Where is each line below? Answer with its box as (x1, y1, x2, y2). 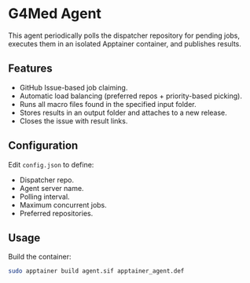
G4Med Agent (8, 5, 102, 23)
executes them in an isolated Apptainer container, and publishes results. (8, 39, 242, 48)
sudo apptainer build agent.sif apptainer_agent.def (8, 267, 185, 275)
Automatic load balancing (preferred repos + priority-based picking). (19, 91, 242, 101)
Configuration (8, 139, 79, 153)
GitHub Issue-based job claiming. (19, 83, 128, 92)
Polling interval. (19, 192, 70, 201)
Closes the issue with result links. (19, 116, 128, 126)
